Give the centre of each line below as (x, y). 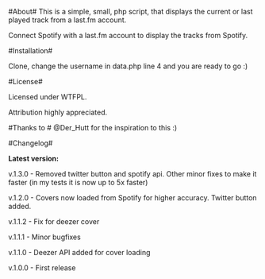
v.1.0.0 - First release (42, 268)
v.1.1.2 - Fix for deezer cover (54, 221)
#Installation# (31, 50)
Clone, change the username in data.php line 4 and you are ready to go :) (128, 66)
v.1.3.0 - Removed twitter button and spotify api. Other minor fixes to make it (132, 174)
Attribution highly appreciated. (58, 112)
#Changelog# (31, 143)
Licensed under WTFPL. (48, 97)
